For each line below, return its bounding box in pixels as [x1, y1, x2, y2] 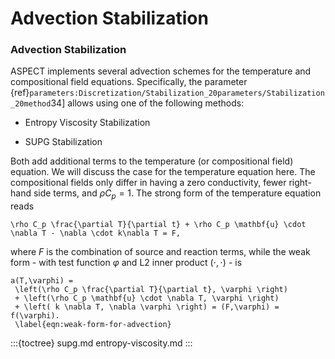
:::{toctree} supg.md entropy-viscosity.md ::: [10, 337, 193, 349]
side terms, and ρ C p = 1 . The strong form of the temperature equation [33, 187, 322, 202]
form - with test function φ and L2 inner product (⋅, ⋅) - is [10, 257, 243, 269]
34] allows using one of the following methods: [50, 97, 245, 109]
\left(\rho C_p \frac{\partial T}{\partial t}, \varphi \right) [14, 285, 288, 295]
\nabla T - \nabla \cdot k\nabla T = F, [10, 228, 182, 239]
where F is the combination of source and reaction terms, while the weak [10, 246, 311, 258]
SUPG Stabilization [24, 136, 103, 148]
